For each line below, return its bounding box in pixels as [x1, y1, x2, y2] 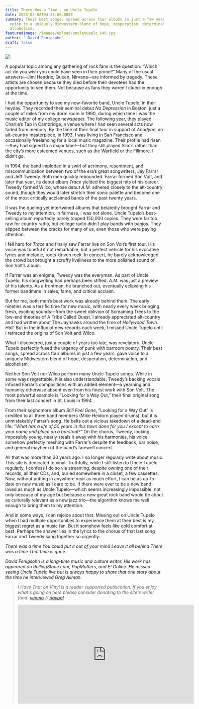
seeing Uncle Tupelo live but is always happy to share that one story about [5, 569, 161, 575]
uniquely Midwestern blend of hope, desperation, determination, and [5, 355, 148, 362]
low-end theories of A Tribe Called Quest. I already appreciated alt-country [5, 314, 161, 320]
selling [5, 215, 19, 221]
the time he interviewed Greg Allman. [5, 574, 82, 580]
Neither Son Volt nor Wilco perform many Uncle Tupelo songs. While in [5, 370, 152, 377]
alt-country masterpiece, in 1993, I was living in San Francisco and [5, 132, 143, 138]
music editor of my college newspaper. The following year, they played [5, 116, 152, 122]
